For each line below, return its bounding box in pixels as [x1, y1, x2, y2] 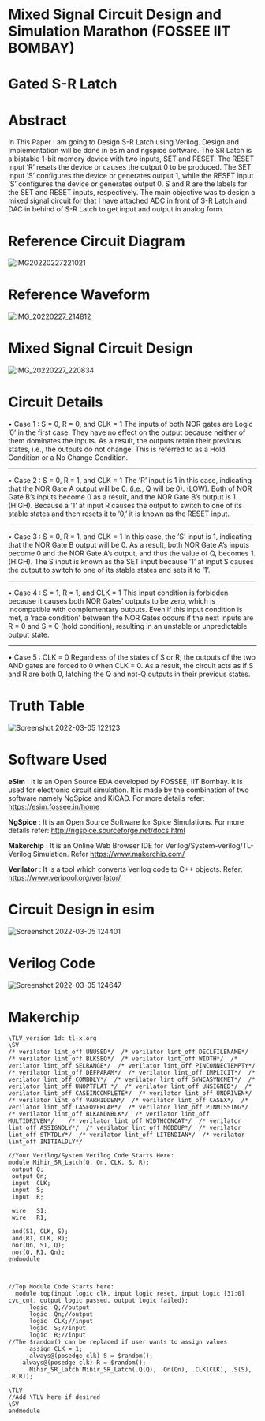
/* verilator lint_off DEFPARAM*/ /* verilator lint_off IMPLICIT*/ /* [8, 1068, 256, 1076]
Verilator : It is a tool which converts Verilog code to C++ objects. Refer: [8, 864, 243, 873]
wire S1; [11, 1206, 47, 1214]
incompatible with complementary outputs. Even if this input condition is [8, 605, 243, 615]
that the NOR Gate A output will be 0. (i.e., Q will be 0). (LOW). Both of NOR [8, 484, 252, 494]
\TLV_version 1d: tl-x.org [8, 1034, 97, 1042]
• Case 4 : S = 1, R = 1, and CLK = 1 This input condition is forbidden [8, 588, 229, 597]
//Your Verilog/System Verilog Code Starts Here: [8, 1151, 175, 1159]
